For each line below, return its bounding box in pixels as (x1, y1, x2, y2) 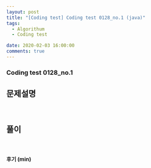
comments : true (6, 48, 45, 55)
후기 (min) (6, 156, 32, 163)
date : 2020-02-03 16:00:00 (6, 43, 75, 49)
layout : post (6, 9, 40, 15)
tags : (6, 20, 20, 26)
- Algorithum (12, 26, 45, 32)
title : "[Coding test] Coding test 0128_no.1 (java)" (6, 15, 146, 21)
